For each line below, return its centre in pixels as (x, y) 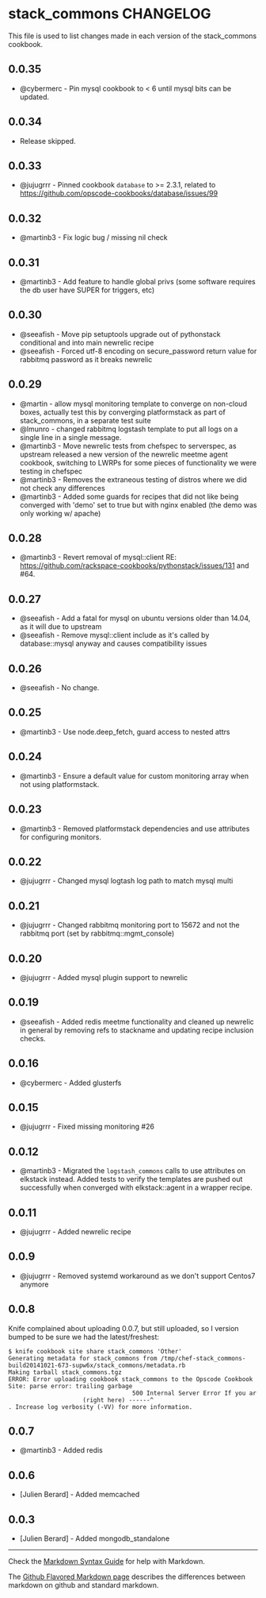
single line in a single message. (70, 437)
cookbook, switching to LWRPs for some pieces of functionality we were (138, 462)
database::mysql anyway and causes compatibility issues (113, 643)
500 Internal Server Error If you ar (194, 1393)
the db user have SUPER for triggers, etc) (87, 290)
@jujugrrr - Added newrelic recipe (76, 1231)
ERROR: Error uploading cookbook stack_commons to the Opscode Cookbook (131, 1379)
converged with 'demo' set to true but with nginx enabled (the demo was (138, 504)
